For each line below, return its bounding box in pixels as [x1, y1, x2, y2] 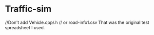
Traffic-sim [5, 3, 52, 15]
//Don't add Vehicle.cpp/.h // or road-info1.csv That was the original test [5, 19, 150, 25]
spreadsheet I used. [5, 24, 45, 30]
